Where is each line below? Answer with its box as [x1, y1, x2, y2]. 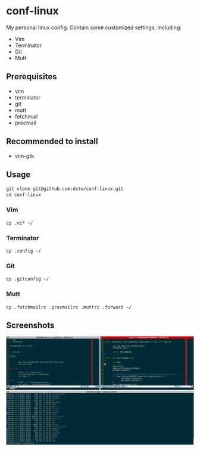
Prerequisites [6, 71, 57, 82]
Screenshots [6, 320, 55, 330]
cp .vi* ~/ [6, 220, 33, 226]
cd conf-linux [6, 192, 42, 198]
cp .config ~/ [6, 248, 42, 254]
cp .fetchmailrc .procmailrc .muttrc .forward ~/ [6, 304, 132, 310]
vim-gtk [14, 152, 35, 159]
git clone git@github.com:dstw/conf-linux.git [6, 186, 124, 192]
